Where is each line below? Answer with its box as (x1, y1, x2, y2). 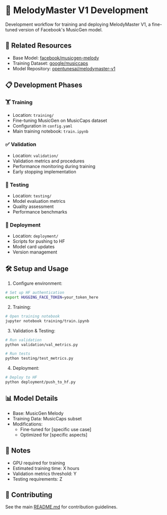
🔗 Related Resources (5, 41, 72, 50)
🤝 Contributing (5, 490, 53, 499)
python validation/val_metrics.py (5, 342, 78, 347)
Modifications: (12, 421, 43, 427)
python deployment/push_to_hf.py (5, 379, 76, 385)
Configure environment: (12, 280, 62, 286)
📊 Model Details (5, 394, 58, 403)
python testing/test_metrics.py (5, 356, 73, 361)
